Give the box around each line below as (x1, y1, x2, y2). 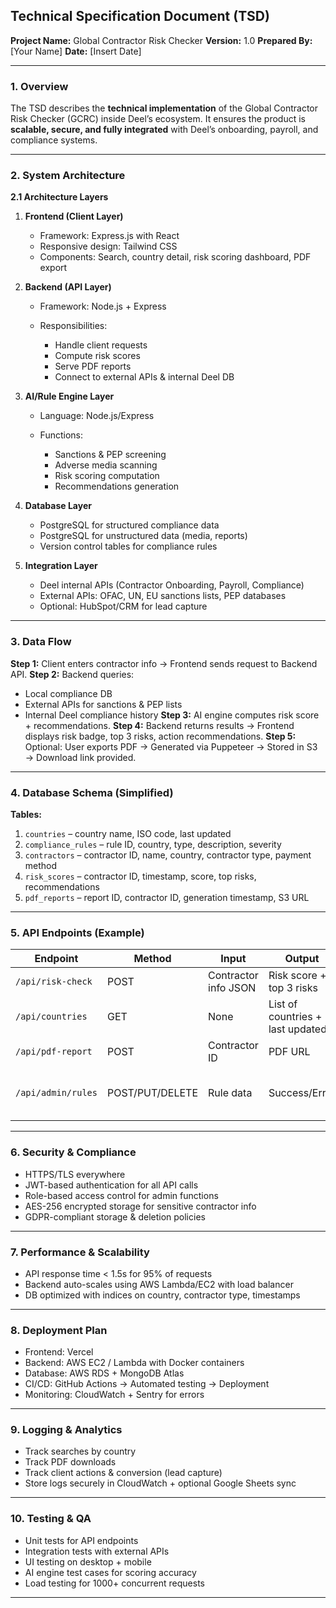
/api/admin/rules (15, 1087, 98, 1099)
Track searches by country (24, 1445, 137, 1458)
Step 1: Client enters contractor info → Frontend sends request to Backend (10, 657, 318, 669)
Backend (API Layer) (24, 281, 112, 293)
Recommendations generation (54, 480, 180, 493)
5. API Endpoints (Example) (10, 925, 145, 939)
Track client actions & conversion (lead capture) (24, 1467, 223, 1479)
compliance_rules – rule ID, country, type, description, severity (24, 839, 282, 850)
